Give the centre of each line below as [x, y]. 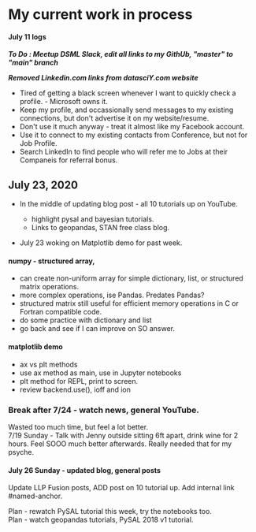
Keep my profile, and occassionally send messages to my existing [126, 110]
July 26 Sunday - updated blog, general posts [85, 470]
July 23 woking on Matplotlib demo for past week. [101, 243]
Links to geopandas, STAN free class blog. [100, 228]
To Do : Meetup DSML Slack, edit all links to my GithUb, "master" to [121, 54]
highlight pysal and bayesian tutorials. [93, 219]
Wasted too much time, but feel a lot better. [78, 426]
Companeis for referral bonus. [69, 160]
